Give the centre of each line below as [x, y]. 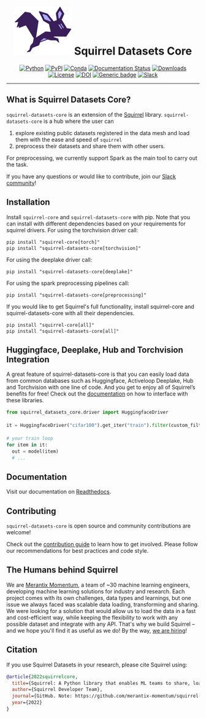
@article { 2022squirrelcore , [42, 677]
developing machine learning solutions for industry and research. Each [96, 591]
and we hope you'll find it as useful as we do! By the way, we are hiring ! [97, 630]
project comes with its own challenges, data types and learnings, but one [99, 598]
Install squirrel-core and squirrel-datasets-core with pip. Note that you [98, 217]
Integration [28, 359]
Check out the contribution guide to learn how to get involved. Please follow [102, 544]
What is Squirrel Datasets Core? [69, 100]
